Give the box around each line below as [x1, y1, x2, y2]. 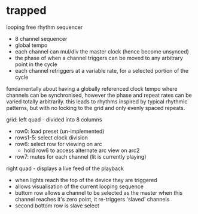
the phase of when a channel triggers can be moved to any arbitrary [14, 54, 184, 61]
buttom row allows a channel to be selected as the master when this [14, 189, 183, 196]
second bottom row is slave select [14, 202, 100, 209]
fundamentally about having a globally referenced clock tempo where [6, 85, 178, 92]
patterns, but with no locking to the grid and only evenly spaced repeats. [6, 104, 185, 111]
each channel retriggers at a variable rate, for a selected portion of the [14, 67, 189, 74]
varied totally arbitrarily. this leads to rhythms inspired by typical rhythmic [6, 97, 188, 105]
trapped [6, 4, 47, 17]
